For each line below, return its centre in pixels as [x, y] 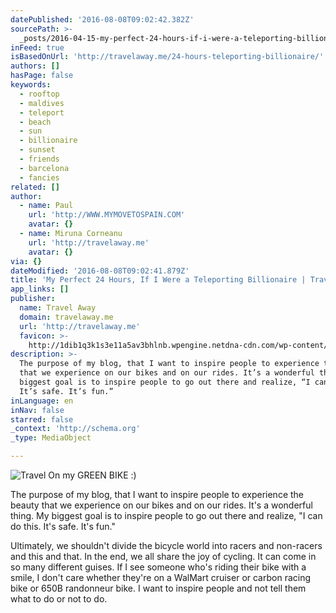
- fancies [39, 177]
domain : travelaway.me [66, 317]
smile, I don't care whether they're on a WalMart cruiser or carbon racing [161, 577]
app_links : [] [40, 289]
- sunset [37, 150]
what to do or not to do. [59, 599]
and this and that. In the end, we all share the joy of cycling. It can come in [163, 556]
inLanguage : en [42, 401]
